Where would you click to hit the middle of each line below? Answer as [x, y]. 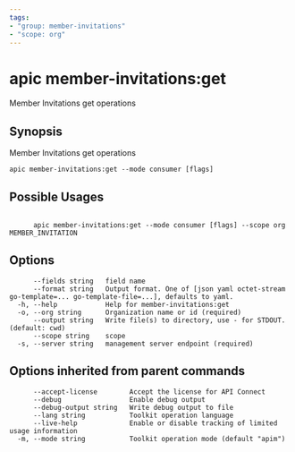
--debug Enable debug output [119, 399]
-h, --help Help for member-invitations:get [123, 304]
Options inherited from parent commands [127, 371]
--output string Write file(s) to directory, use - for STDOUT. [159, 320]
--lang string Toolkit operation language [133, 415]
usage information [43, 431]
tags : [19, 17]
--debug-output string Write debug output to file [133, 407]
